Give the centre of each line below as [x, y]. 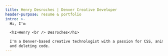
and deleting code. [30, 46]
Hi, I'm [18, 24]
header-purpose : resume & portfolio [43, 14]
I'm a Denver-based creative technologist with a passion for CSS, [81, 42]
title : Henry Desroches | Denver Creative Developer [61, 10]
